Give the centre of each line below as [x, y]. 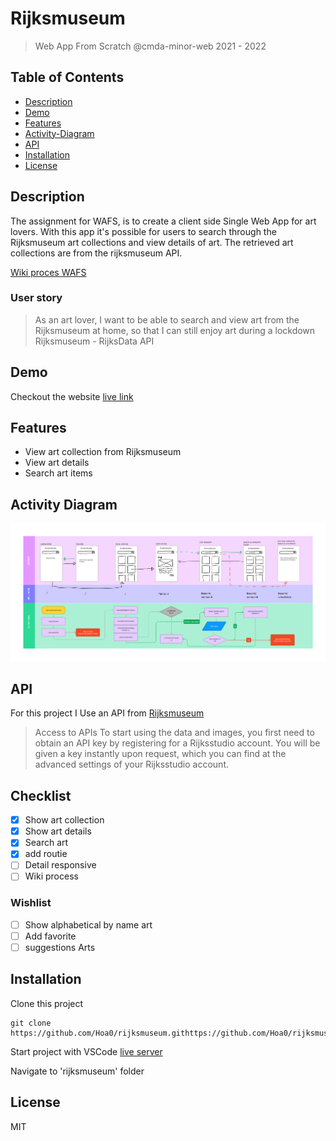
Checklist [41, 795]
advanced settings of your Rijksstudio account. [131, 764]
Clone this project [47, 1003]
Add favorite [50, 936]
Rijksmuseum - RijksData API [94, 341]
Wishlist [31, 903]
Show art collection [64, 820]
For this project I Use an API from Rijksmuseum [107, 713]
